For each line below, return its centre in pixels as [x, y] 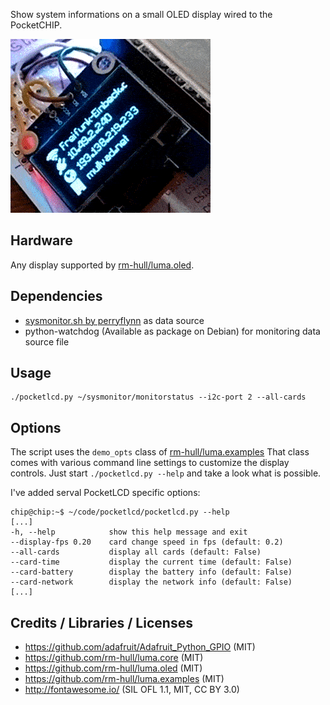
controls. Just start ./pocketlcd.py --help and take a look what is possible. [166, 473]
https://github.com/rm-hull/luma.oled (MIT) [113, 668]
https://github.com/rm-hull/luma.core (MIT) [114, 658]
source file [47, 341]
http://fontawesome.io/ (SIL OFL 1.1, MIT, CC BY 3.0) [132, 690]
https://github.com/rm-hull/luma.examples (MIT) [124, 679]
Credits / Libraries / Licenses [101, 622]
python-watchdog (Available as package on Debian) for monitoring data [172, 331]
